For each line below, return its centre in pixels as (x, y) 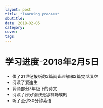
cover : (12, 32)
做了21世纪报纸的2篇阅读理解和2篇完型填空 (55, 76)
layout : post (18, 9)
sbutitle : (15, 18)
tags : (10, 37)
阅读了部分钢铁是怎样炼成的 (40, 94)
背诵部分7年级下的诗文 (34, 88)
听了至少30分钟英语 (32, 100)
